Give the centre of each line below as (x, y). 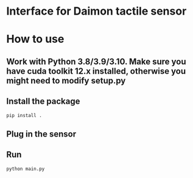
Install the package (43, 101)
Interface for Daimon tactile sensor (96, 11)
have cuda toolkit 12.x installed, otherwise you (96, 71)
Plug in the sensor (41, 134)
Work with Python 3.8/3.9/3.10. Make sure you (96, 61)
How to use (35, 39)
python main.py (26, 169)
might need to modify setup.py (66, 80)
